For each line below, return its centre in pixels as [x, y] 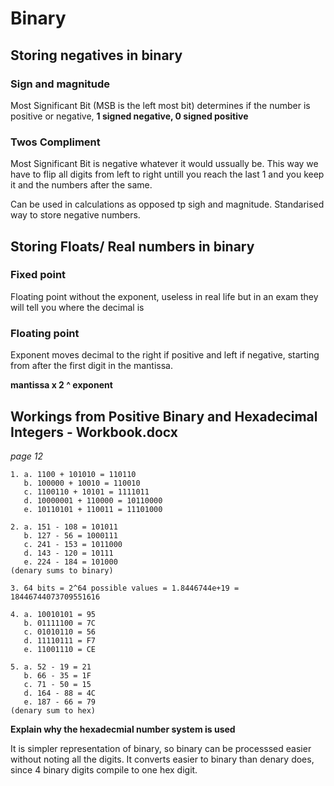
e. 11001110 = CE [60, 649]
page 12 [26, 456]
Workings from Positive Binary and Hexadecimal [164, 416]
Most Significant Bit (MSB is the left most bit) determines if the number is [160, 105]
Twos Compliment [55, 142]
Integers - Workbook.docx [94, 432]
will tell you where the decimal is [77, 307]
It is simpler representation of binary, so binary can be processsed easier [161, 748]
